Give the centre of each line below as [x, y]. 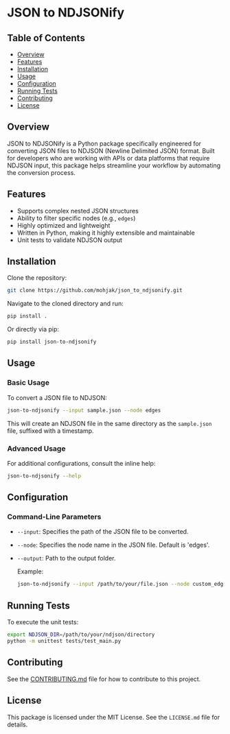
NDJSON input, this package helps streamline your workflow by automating [114, 165]
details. [18, 724]
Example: [30, 571]
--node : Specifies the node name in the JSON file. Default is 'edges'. [113, 545]
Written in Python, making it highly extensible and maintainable [106, 233]
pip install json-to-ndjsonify [52, 342]
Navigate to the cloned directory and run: [65, 304]
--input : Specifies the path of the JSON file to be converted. [103, 532]
